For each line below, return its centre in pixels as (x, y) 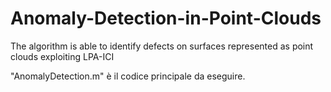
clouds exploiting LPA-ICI (62, 56)
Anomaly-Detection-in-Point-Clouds (166, 18)
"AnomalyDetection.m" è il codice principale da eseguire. (128, 76)
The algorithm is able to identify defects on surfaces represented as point (162, 46)
